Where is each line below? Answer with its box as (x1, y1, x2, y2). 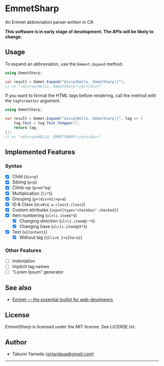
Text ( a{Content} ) (12, 229, 47, 235)
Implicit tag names (12, 264, 50, 270)
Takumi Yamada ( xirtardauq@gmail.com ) (12, 351, 94, 357)
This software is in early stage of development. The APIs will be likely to (5, 28, 154, 34)
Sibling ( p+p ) (12, 179, 38, 185)
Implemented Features (5, 148, 76, 157)
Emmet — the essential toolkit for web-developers (12, 297, 113, 302)
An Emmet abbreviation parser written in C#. (5, 19, 95, 25)
